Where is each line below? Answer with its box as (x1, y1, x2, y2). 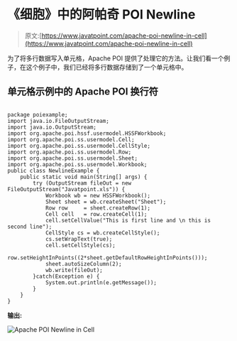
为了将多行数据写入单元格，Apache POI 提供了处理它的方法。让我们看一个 (7, 54, 224, 63)
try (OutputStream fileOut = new (33, 179, 132, 187)
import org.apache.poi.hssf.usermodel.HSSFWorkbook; (7, 129, 167, 137)
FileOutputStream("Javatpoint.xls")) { (7, 185, 126, 193)
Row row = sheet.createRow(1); (45, 204, 151, 212)
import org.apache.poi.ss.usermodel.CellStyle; (7, 142, 151, 149)
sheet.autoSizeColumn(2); (45, 260, 122, 267)
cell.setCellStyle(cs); (45, 242, 116, 249)
